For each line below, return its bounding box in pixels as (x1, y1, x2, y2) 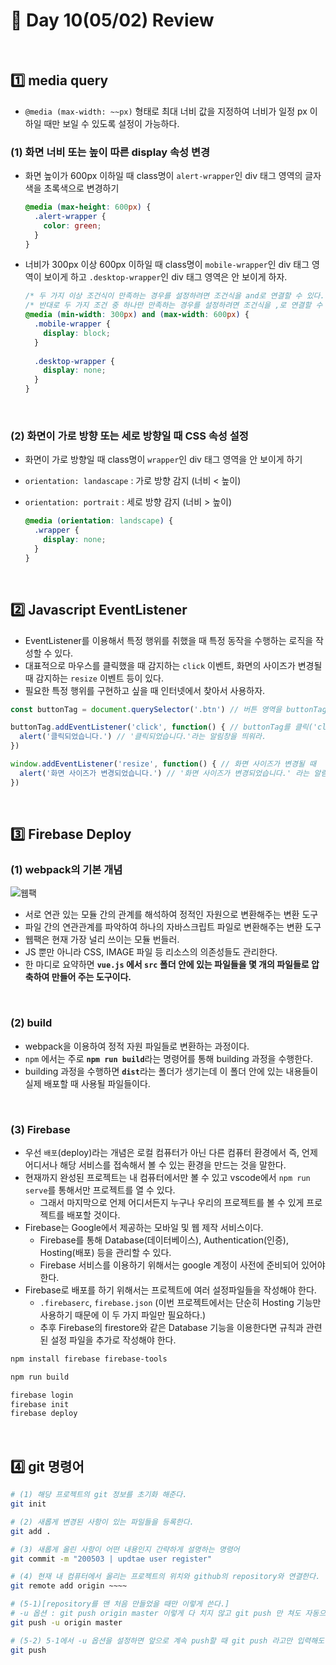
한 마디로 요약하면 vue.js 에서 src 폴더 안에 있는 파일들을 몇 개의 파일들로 (24, 959, 310, 971)
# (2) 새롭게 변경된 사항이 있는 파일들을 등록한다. (10, 1517, 195, 1527)
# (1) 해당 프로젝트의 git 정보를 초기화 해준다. (10, 1490, 188, 1500)
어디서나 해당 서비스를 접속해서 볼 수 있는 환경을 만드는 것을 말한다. (24, 1159, 287, 1171)
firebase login (10, 1390, 74, 1400)
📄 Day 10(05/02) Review (10, 9, 215, 32)
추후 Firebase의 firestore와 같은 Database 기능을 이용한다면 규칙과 (39, 1321, 304, 1333)
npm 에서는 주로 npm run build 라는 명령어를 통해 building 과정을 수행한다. (24, 1052, 313, 1064)
